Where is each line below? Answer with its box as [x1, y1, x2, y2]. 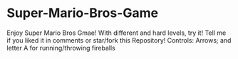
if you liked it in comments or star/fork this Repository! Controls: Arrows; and [6, 36, 232, 44]
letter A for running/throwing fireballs [6, 43, 115, 52]
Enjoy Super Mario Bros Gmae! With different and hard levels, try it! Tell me [6, 28, 227, 37]
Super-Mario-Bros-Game [6, 5, 158, 21]
